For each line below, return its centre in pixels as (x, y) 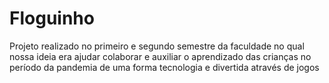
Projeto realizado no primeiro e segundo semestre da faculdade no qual (157, 46)
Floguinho (52, 18)
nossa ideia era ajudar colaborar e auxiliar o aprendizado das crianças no (160, 56)
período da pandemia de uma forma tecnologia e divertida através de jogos (164, 67)
